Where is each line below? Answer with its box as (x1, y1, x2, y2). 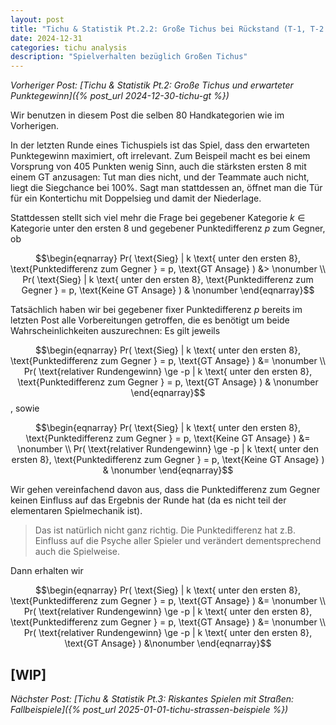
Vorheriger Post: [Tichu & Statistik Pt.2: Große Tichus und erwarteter (10, 79, 294, 91)
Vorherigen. (10, 120, 60, 132)
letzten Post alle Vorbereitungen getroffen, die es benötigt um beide (10, 314, 290, 326)
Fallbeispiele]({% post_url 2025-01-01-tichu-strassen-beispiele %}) (10, 703, 289, 715)
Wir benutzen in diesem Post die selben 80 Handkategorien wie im (10, 109, 285, 121)
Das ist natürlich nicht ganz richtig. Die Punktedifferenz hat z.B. (34, 524, 296, 536)
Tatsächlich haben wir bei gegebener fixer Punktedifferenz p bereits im (10, 304, 303, 316)
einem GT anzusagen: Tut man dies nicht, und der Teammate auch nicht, (10, 171, 310, 183)
